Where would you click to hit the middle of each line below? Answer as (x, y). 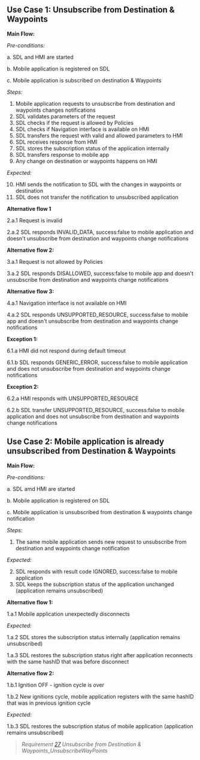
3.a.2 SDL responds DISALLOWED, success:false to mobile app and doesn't (100, 273)
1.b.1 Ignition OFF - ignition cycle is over (55, 685)
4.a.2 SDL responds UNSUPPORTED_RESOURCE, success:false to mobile (97, 314)
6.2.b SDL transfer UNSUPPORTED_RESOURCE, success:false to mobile (96, 410)
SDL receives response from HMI (56, 142)
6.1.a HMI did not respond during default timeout (66, 350)
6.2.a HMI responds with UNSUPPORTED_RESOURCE (73, 398)
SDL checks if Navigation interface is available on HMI (82, 129)
